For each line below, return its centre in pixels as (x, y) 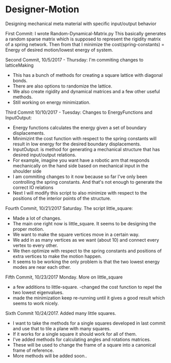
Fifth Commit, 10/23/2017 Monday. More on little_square (64, 277)
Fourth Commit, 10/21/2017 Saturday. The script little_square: (69, 208)
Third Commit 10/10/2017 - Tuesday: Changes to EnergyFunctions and (79, 112)
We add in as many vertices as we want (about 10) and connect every (86, 240)
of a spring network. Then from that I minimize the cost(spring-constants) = (85, 44)
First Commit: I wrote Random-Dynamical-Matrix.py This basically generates (86, 33)
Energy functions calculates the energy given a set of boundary (80, 127)
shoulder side (27, 171)
